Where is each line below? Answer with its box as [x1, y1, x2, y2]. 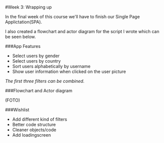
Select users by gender [12, 53, 60, 59]
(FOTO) [5, 97, 21, 103]
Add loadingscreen [12, 132, 51, 138]
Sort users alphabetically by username [12, 64, 91, 69]
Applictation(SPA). [5, 19, 42, 25]
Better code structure [12, 122, 56, 127]
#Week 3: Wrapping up [5, 4, 52, 10]
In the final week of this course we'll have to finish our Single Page [5, 14, 140, 19]
